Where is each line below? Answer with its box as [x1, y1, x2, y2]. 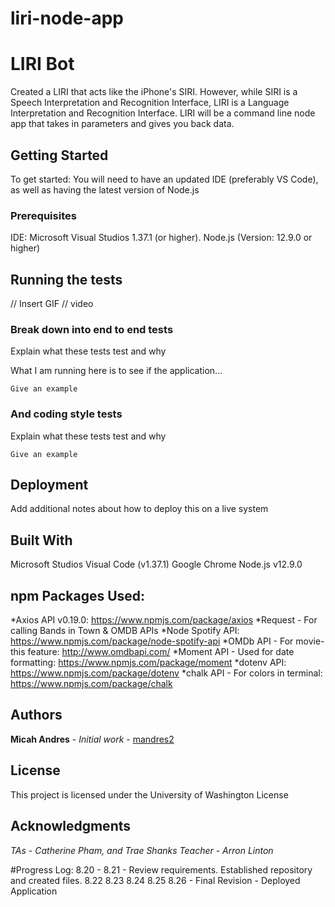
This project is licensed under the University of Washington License [10, 788, 289, 801]
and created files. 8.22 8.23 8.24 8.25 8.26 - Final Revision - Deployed [10, 874, 301, 886]
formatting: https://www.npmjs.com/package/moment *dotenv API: [10, 657, 287, 669]
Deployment [10, 477, 89, 494]
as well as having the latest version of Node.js [10, 183, 200, 196]
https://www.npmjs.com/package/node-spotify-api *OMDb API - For [10, 635, 294, 647]
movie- [295, 635, 325, 647]
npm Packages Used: [10, 587, 146, 604]
